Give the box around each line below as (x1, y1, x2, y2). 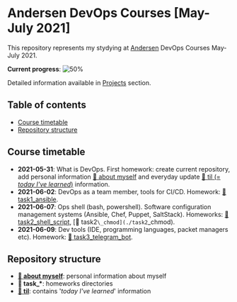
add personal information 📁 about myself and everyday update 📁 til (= (17, 172, 221, 181)
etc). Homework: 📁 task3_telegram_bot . (17, 233, 133, 241)
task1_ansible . (17, 195, 59, 203)
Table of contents (7, 99, 86, 111)
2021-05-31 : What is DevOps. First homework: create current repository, (17, 164, 231, 173)
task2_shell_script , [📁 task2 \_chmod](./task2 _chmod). (17, 218, 175, 226)
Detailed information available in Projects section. (7, 78, 151, 86)
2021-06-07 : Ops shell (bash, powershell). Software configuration (17, 202, 212, 211)
